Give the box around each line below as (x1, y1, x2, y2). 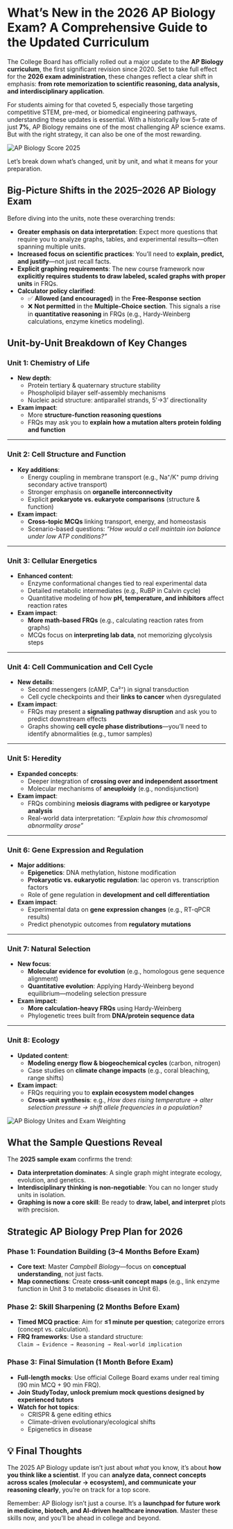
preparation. (7, 164, 43, 173)
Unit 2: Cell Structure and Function (7, 450, 126, 459)
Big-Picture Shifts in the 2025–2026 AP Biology (7, 184, 216, 196)
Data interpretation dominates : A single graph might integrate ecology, (17, 1168, 222, 1177)
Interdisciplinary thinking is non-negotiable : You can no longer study (17, 1183, 218, 1191)
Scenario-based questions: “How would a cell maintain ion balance (27, 524, 221, 533)
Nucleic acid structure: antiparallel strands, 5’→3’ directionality (27, 396, 207, 404)
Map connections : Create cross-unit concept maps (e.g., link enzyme (17, 1277, 220, 1285)
